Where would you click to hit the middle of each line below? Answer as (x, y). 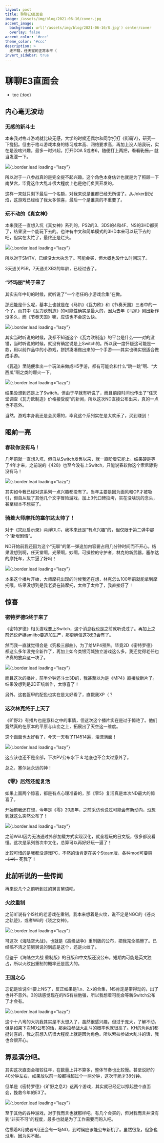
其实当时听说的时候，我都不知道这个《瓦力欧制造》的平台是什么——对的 (78, 337)
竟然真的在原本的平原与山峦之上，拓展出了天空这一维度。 (63, 726)
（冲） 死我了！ (21, 859)
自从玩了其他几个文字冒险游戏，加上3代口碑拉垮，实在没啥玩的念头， (88, 498)
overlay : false (25, 32)
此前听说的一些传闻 (34, 876)
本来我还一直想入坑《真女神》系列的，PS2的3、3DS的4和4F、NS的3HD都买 (82, 225)
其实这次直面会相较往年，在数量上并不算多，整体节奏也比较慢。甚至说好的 (80, 1070)
